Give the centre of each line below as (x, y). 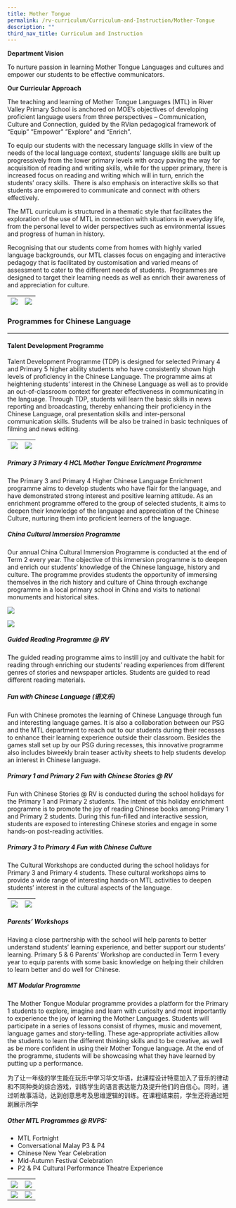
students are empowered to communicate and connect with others (104, 190)
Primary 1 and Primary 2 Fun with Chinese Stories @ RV (90, 776)
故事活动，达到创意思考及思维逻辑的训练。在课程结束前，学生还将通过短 (124, 1095)
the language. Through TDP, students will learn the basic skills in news (110, 399)
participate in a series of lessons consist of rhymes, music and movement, (115, 1026)
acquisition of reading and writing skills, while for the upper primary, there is (118, 168)
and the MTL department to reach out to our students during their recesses (116, 730)
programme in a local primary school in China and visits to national (104, 590)
